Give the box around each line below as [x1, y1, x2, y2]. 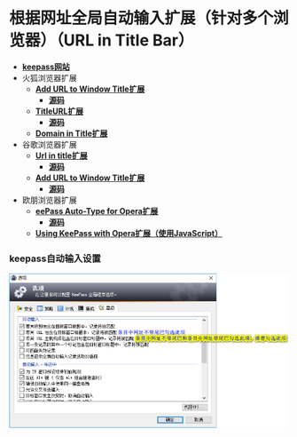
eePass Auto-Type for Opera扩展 [35, 205, 159, 216]
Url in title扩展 [35, 150, 88, 161]
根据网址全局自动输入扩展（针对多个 [9, 8, 274, 28]
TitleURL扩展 [35, 106, 84, 116]
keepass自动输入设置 [9, 252, 102, 265]
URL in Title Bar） [63, 30, 194, 51]
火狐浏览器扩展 [21, 72, 77, 83]
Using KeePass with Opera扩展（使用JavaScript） [35, 227, 223, 238]
